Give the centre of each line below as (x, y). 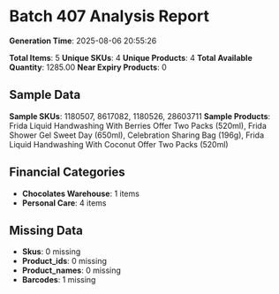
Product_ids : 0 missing (64, 261)
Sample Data (45, 95)
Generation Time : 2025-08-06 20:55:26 (83, 41)
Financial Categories (67, 173)
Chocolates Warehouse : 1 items (80, 193)
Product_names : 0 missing (72, 270)
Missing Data (46, 230)
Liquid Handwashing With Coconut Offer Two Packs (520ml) (119, 144)
